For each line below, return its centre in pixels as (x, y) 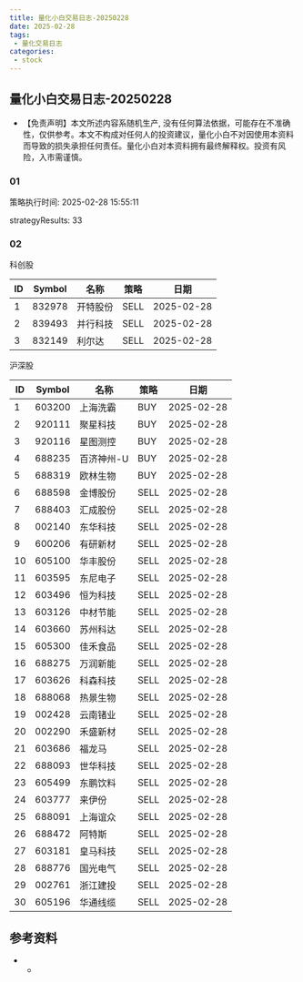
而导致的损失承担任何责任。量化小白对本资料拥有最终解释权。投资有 (150, 146)
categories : (32, 52)
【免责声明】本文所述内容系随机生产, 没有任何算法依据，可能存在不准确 (157, 123)
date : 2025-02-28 (42, 26)
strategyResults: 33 (46, 220)
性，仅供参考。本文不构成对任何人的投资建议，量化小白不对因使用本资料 (158, 134)
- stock (28, 60)
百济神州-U (104, 459)
